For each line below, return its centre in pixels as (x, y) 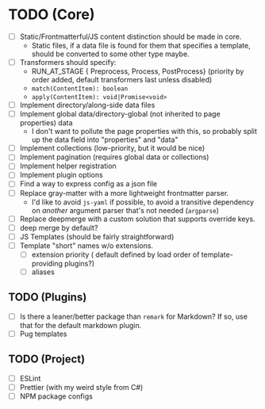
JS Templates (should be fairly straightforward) (97, 236)
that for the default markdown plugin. (81, 325)
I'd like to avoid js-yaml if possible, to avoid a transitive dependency (143, 202)
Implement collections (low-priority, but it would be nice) (112, 148)
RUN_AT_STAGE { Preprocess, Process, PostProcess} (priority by (138, 71)
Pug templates (43, 334)
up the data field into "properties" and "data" (105, 140)
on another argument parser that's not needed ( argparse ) (125, 210)
